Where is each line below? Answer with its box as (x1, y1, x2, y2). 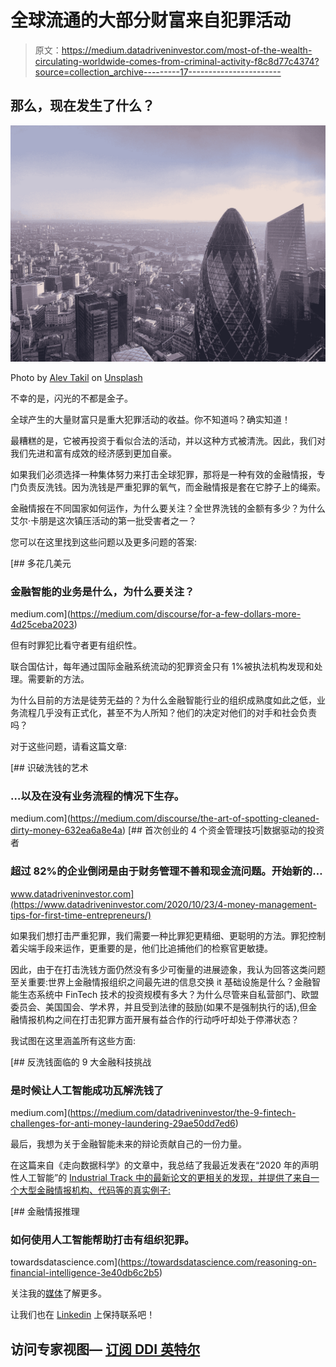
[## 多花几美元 (10, 557, 72, 569)
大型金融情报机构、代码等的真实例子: (18, 1184, 172, 1196)
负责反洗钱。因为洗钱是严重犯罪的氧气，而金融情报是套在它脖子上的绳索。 (18, 481, 326, 493)
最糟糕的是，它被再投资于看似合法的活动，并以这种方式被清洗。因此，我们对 (10, 434, 326, 446)
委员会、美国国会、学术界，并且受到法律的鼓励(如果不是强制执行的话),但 (10, 1001, 309, 1013)
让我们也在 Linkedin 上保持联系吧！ (10, 1309, 156, 1321)
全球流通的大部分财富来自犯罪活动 (10, 9, 292, 32)
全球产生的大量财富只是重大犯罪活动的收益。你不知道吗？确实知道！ (10, 413, 291, 425)
